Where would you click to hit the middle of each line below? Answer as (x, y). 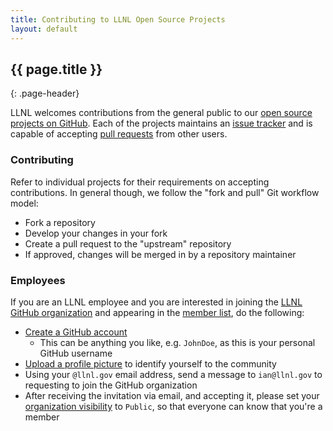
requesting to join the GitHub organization (111, 385)
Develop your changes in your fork (96, 233)
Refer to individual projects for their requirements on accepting (140, 182)
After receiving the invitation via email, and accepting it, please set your (172, 395)
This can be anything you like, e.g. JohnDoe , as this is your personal (177, 342)
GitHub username (76, 353)
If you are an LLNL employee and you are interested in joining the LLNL (156, 302)
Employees (38, 280)
